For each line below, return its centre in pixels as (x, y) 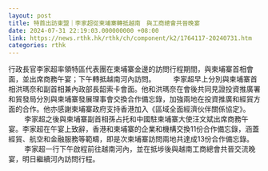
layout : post (30, 16)
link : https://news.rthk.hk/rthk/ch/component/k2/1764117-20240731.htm (130, 38)
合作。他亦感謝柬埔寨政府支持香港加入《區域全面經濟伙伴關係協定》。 (136, 109)
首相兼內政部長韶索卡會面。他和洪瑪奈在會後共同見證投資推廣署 (155, 89)
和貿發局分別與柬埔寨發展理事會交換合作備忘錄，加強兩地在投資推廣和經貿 (131, 99)
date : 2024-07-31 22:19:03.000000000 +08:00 (84, 30)
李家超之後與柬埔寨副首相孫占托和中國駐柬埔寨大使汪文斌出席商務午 (136, 119)
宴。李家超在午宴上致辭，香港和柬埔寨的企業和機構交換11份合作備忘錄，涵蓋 (134, 129)
